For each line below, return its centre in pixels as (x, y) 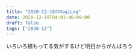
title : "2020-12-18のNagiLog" (44, 12)
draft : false (23, 23)
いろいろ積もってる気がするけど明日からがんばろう (70, 46)
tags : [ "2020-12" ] (29, 28)
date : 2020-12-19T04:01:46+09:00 (48, 17)
